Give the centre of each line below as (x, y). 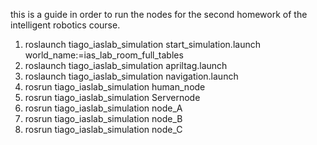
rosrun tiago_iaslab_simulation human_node (115, 87)
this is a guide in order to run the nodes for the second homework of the (159, 14)
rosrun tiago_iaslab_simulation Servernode (112, 97)
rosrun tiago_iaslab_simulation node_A (103, 108)
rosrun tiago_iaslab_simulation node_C (103, 129)
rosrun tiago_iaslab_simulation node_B (103, 118)
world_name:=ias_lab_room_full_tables (104, 55)
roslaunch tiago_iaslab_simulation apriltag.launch (126, 65)
